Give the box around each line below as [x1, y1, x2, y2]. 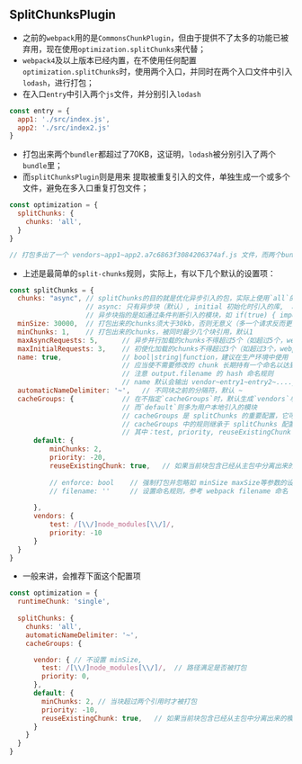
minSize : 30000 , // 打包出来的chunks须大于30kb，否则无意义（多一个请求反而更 [17, 319, 292, 328]
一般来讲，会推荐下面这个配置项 [22, 571, 141, 581]
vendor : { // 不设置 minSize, [32, 655, 143, 664]
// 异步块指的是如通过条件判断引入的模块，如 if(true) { [85, 310, 277, 320]
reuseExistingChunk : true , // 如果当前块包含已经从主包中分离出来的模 [41, 714, 294, 723]
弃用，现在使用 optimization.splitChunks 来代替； [22, 43, 207, 54]
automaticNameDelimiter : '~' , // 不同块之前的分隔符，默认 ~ [17, 386, 243, 395]
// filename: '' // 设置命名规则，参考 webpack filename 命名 [49, 486, 289, 496]
